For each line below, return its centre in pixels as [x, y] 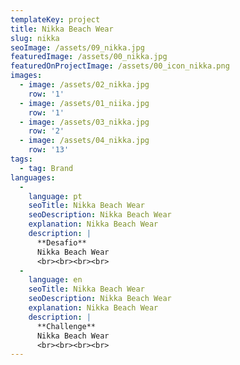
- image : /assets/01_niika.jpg [84, 103]
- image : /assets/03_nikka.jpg [84, 122]
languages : [33, 177]
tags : [21, 159]
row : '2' [46, 131]
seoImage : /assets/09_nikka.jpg [77, 47]
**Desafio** [61, 242]
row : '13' [49, 150]
